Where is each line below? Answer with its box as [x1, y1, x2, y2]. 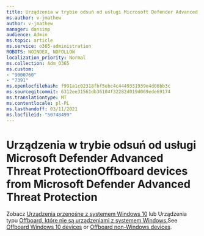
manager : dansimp [6, 26, 51, 32]
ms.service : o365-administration [6, 44, 92, 50]
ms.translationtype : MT [6, 94, 67, 101]
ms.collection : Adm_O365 [6, 60, 70, 66]
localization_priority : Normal [6, 55, 86, 61]
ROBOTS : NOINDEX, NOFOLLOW [6, 49, 75, 55]
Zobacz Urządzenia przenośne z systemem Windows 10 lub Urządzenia [6, 210, 188, 218]
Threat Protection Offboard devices [6, 164, 188, 178]
